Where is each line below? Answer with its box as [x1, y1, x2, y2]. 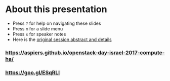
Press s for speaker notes [12, 31, 66, 37]
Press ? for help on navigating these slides [12, 20, 101, 26]
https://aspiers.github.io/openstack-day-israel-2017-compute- [5, 49, 165, 56]
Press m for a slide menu [12, 25, 63, 31]
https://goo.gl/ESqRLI [5, 69, 60, 76]
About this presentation [5, 4, 107, 15]
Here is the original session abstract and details [12, 36, 112, 43]
